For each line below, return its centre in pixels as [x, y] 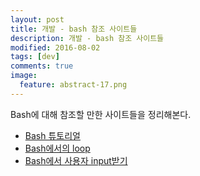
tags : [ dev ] [35, 57]
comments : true [42, 66]
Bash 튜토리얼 [52, 135]
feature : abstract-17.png [73, 85]
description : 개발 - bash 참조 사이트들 [87, 38]
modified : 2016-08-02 [55, 47]
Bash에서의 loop [57, 148]
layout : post [37, 19]
